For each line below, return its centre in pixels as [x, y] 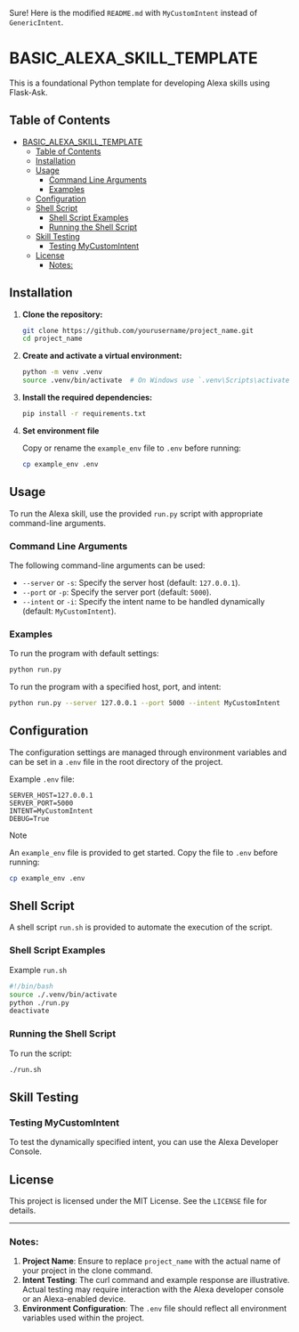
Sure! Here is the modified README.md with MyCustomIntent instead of [133, 13]
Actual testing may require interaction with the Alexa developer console [153, 1289]
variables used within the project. [83, 1318]
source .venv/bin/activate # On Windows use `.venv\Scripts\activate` [158, 381]
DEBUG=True [29, 818]
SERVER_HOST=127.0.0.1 [51, 795]
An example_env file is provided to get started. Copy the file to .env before [144, 852]
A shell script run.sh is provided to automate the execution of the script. [141, 927]
